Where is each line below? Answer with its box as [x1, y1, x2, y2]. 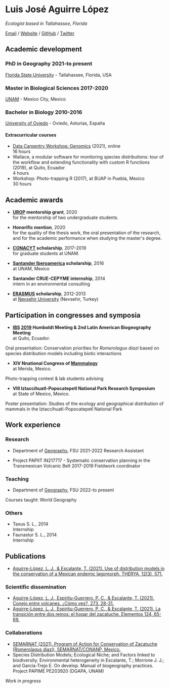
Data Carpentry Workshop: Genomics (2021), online [12, 143, 120, 149]
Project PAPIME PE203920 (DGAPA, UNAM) [12, 668, 104, 674]
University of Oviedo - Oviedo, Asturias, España [5, 120, 105, 127]
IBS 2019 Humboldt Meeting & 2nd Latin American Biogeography [12, 324, 152, 331]
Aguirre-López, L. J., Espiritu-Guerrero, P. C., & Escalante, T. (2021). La [12, 606, 161, 612]
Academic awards [5, 196, 64, 204]
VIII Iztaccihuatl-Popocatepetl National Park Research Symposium [12, 385, 155, 392]
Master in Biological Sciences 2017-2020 [5, 84, 109, 91]
